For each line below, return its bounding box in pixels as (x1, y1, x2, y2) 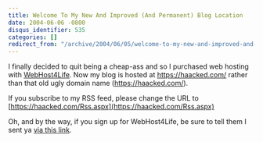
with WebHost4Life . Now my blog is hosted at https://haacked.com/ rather (8, 70, 248, 80)
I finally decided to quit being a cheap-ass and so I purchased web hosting (8, 62, 249, 71)
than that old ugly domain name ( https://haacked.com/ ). (8, 79, 189, 88)
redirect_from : (8, 41, 58, 48)
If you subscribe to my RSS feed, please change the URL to (8, 94, 200, 103)
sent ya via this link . (8, 126, 72, 135)
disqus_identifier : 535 (8, 26, 86, 34)
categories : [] (8, 33, 58, 41)
